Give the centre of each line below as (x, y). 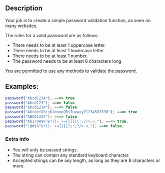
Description (24, 8)
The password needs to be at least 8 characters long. (67, 61)
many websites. (21, 26)
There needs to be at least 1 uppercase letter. (59, 45)
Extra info (17, 139)
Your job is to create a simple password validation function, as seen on (78, 20)
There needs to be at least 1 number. (50, 56)
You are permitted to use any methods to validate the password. (71, 71)
